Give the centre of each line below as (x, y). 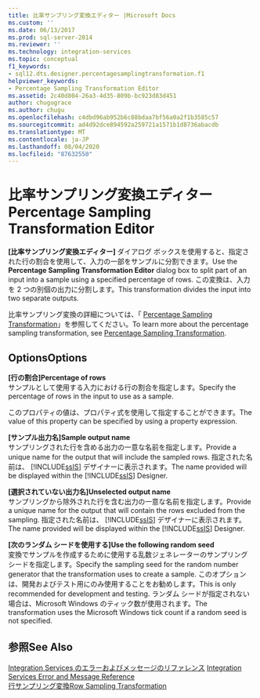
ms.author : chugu (36, 111)
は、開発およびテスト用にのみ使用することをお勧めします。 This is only (122, 584)
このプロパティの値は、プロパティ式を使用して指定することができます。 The (130, 412)
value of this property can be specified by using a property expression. (123, 421)
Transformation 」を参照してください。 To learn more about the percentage (128, 324)
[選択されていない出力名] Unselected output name (89, 492)
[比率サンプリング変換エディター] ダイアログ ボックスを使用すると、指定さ (129, 252)
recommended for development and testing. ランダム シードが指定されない (129, 594)
